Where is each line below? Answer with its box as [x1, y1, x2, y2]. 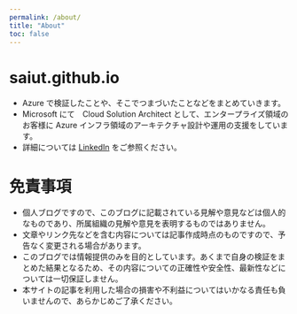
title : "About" [9, 21, 66, 30]
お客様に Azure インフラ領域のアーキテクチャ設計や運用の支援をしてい [21, 120, 281, 131]
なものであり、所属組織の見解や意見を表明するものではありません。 [21, 218, 270, 229]
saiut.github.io [9, 67, 120, 88]
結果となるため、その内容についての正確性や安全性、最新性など [45, 263, 278, 273]
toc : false [9, 29, 50, 38]
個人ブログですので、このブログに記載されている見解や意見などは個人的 [21, 207, 286, 218]
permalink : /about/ [9, 12, 82, 22]
